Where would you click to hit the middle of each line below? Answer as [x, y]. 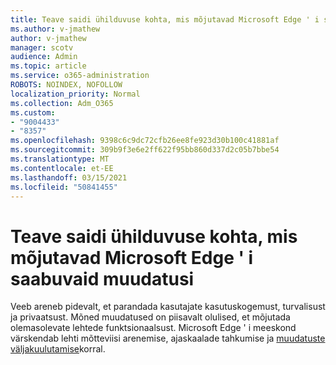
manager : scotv [42, 47]
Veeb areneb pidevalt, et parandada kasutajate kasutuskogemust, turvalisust [168, 307]
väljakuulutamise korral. [58, 349]
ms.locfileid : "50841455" [64, 187]
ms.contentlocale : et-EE [62, 168]
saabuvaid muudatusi [102, 278]
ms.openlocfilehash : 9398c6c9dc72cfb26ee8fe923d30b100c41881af [145, 141]
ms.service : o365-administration [80, 76]
